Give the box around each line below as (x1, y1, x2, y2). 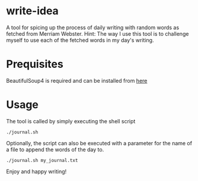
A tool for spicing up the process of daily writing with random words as (6, 24, 180, 31)
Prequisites (6, 58, 63, 71)
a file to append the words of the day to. (6, 146, 104, 153)
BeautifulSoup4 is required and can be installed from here (6, 77, 148, 84)
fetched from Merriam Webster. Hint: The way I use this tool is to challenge (6, 30, 189, 37)
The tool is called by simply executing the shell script (6, 117, 136, 124)
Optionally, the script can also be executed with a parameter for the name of (6, 139, 193, 146)
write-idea (6, 4, 59, 18)
